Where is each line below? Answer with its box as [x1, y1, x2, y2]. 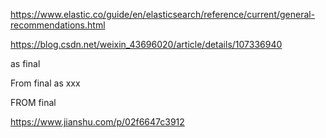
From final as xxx [10, 77, 81, 89]
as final [10, 58, 41, 69]
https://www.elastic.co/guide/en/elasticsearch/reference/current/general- [10, 9, 316, 20]
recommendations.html [10, 19, 106, 31]
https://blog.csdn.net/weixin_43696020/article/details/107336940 [10, 39, 283, 50]
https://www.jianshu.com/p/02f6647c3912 [10, 116, 185, 128]
